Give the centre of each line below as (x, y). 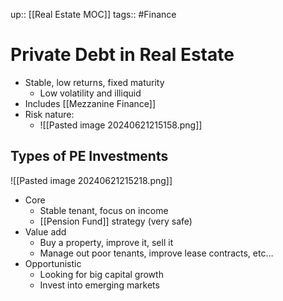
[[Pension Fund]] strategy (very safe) (116, 221)
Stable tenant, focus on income (104, 210)
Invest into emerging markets (99, 285)
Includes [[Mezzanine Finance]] (90, 103)
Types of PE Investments (89, 156)
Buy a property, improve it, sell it (106, 242)
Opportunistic (53, 263)
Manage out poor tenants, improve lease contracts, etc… (156, 253)
